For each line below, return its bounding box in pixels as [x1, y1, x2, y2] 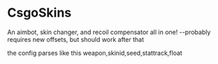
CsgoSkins [7, 5, 72, 21]
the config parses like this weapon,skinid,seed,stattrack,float [7, 49, 183, 57]
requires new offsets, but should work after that [7, 35, 145, 43]
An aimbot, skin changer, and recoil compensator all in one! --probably [7, 28, 211, 36]
